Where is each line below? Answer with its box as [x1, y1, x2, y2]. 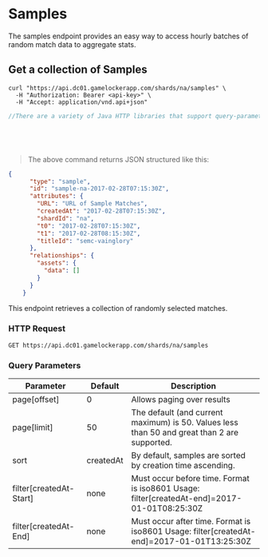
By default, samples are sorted [131, 450, 246, 461]
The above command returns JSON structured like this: [27, 154, 210, 164]
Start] [12, 493, 34, 504]
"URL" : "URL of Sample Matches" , [37, 200, 148, 208]
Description [171, 380, 217, 392]
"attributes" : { [29, 193, 84, 201]
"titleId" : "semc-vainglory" [37, 237, 134, 245]
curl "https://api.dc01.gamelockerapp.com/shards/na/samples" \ [8, 84, 227, 92]
